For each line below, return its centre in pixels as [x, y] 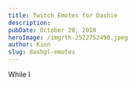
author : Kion [29, 45]
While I [19, 74]
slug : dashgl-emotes [42, 52]
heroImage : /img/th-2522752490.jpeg [68, 37]
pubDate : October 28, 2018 [52, 30]
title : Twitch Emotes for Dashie [63, 15]
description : [29, 23]
